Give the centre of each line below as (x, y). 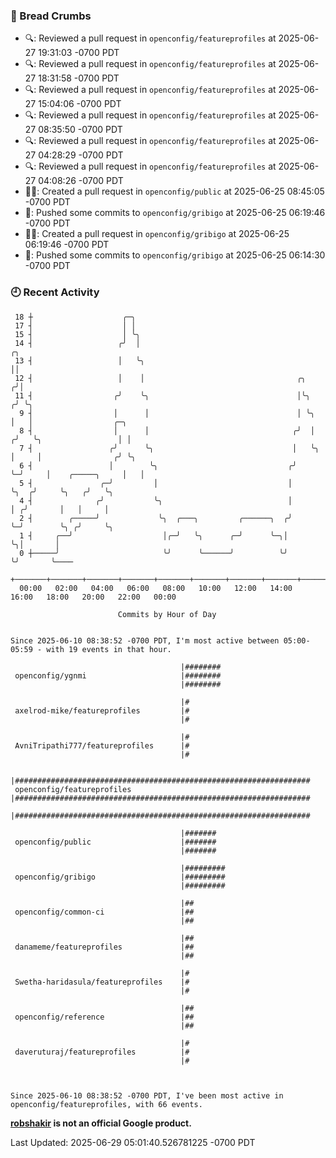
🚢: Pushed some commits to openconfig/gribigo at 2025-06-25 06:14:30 (175, 255)
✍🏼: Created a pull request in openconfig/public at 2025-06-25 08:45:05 (174, 191)
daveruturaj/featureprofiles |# (102, 1052)
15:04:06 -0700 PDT (80, 104)
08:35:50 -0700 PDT (80, 130)
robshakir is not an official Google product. (101, 1123)
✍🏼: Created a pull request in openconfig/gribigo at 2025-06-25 (157, 234)
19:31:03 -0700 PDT (79, 53)
